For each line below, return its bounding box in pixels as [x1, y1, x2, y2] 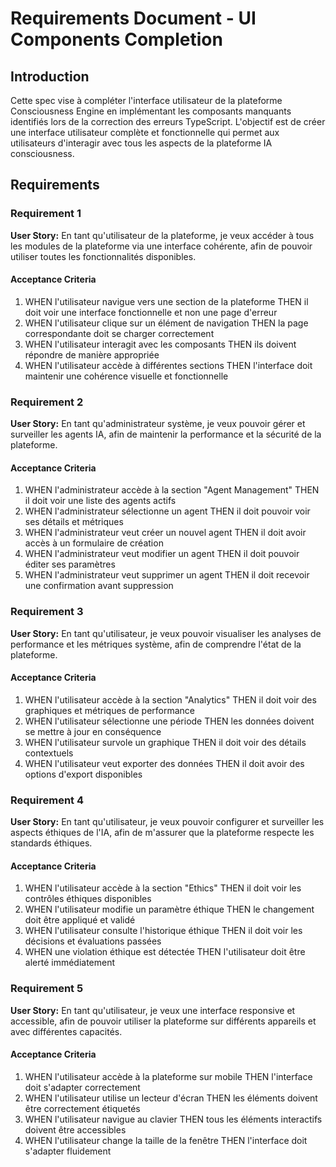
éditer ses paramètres [24, 558, 116, 571]
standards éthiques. [10, 837, 93, 849]
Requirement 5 [10, 982, 84, 996]
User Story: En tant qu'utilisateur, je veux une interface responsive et [10, 1004, 296, 1016]
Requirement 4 [10, 793, 85, 807]
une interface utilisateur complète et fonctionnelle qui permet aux [10, 127, 280, 138]
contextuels [24, 747, 74, 759]
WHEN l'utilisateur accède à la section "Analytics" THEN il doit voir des [24, 693, 317, 706]
